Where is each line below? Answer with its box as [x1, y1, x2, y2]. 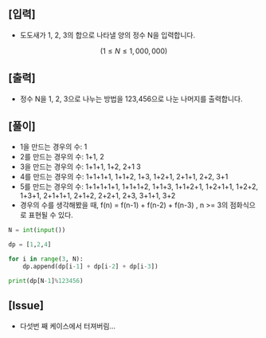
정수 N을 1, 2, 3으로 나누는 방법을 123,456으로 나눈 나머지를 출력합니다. [19, 94, 243, 104]
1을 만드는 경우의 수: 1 [19, 142, 88, 151]
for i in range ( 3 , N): [8, 255, 84, 263]
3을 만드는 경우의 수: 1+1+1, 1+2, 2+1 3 [19, 162, 141, 171]
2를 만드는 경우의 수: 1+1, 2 [19, 152, 105, 162]
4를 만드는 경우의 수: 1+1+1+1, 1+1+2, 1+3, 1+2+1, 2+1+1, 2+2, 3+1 [19, 172, 229, 182]
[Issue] [8, 299, 44, 312]
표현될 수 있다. [28, 210, 73, 220]
